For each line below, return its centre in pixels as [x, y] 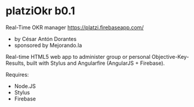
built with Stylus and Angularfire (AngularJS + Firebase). [96, 63]
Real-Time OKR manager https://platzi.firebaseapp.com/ [75, 27]
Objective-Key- [170, 56]
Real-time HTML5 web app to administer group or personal [78, 56]
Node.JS [25, 86]
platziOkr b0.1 [40, 11]
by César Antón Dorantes [45, 39]
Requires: [17, 74]
